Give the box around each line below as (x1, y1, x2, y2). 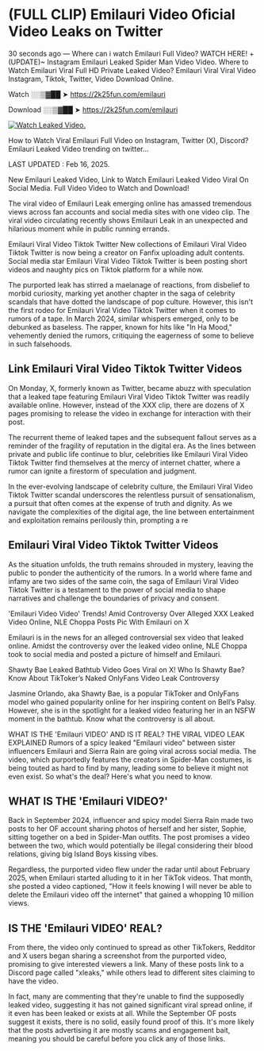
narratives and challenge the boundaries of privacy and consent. (8, 593, 220, 603)
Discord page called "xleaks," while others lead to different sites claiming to (8, 968, 255, 978)
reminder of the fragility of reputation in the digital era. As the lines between (8, 441, 256, 450)
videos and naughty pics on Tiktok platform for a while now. (8, 265, 204, 274)
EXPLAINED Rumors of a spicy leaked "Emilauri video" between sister (8, 737, 236, 748)
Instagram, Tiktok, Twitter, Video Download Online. (8, 74, 174, 83)
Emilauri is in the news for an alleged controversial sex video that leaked (8, 632, 244, 642)
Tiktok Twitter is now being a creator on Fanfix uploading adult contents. (8, 248, 245, 257)
